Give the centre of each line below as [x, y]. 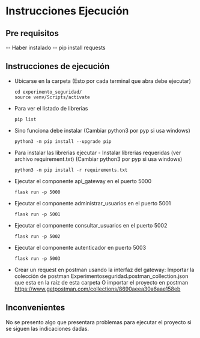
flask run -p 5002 [37, 236]
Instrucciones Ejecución [68, 11]
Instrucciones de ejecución [58, 66]
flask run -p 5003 [37, 258]
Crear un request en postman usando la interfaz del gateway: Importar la [104, 270]
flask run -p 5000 [37, 192]
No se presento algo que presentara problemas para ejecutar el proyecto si [98, 322]
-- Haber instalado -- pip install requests [56, 47]
